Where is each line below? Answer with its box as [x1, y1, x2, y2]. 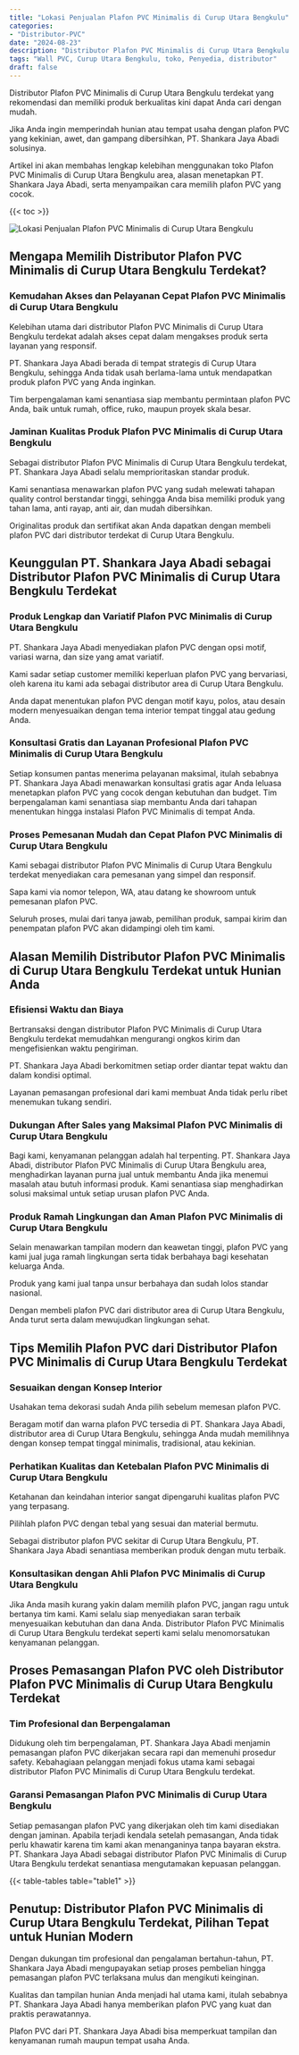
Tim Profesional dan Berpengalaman [9, 1717, 171, 1730]
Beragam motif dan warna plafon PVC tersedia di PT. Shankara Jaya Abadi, [9, 1419, 286, 1430]
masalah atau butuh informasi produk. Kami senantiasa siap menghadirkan [9, 1178, 284, 1189]
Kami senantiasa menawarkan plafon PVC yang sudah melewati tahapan [9, 483, 275, 494]
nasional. [9, 1288, 43, 1298]
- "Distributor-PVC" [9, 29, 87, 38]
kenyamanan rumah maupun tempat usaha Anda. [9, 2034, 190, 2046]
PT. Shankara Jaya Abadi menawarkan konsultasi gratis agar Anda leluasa [9, 777, 282, 788]
